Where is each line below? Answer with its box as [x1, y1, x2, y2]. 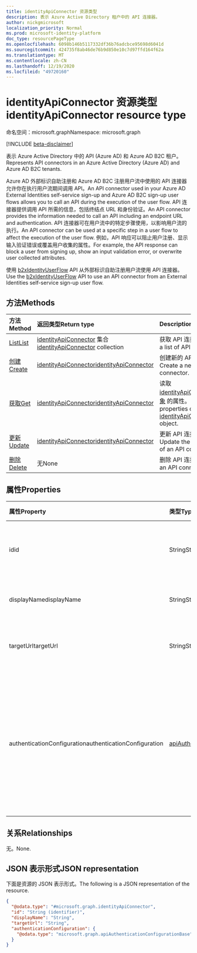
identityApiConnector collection [37, 343, 124, 351]
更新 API [159, 430, 183, 438]
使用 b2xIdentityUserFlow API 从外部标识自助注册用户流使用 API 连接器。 [6, 267, 183, 274]
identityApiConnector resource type [6, 109, 186, 122]
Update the [159, 438, 191, 446]
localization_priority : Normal [6, 25, 83, 31]
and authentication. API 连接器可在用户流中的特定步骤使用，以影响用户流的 [6, 220, 187, 227]
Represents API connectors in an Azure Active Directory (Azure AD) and [6, 159, 180, 166]
